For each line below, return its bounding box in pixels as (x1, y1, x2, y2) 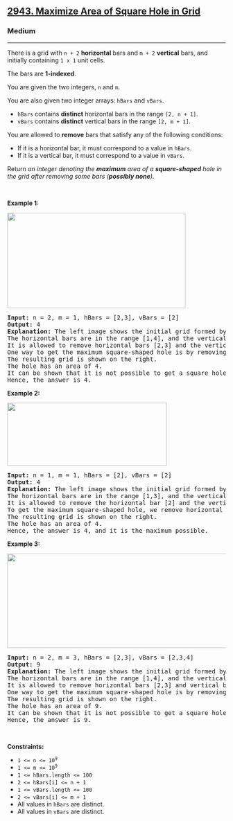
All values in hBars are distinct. (17, 800, 105, 808)
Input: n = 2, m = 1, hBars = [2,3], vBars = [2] (7, 313, 180, 321)
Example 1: (7, 199, 40, 207)
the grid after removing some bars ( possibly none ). (7, 172, 155, 180)
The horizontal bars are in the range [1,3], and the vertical (7, 492, 227, 500)
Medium (7, 26, 36, 36)
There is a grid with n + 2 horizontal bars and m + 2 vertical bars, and (7, 48, 208, 57)
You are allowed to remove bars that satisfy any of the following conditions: (7, 130, 223, 139)
